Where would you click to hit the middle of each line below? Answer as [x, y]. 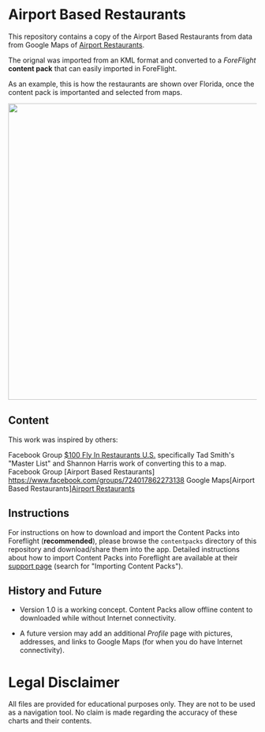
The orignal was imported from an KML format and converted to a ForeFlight [132, 60]
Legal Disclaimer [64, 682]
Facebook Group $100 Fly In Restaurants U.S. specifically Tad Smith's [121, 455]
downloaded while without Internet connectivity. [98, 618]
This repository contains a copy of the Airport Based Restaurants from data [130, 36]
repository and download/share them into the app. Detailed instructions [124, 549]
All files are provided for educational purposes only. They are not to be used [132, 704]
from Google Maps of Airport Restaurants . [77, 44]
